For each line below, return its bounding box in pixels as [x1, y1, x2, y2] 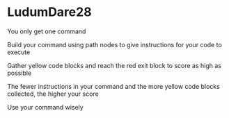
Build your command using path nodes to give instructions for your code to [7, 40, 223, 49]
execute [7, 48, 31, 56]
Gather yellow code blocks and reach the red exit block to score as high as [7, 61, 221, 69]
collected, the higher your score [7, 90, 99, 98]
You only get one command [7, 27, 86, 35]
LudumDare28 [7, 4, 92, 20]
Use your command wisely [7, 103, 84, 111]
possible [7, 69, 32, 77]
